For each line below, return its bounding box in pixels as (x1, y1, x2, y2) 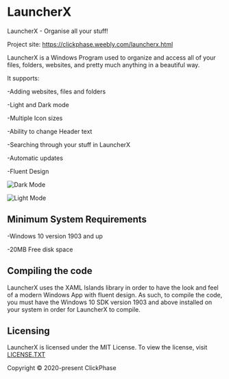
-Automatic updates (7, 154, 64, 162)
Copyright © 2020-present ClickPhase (7, 364, 117, 372)
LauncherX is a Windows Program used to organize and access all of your (7, 53, 216, 62)
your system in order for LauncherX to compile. (7, 305, 141, 313)
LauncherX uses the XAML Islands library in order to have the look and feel (7, 283, 219, 292)
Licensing (7, 325, 50, 336)
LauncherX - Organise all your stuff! (7, 27, 108, 35)
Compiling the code (7, 265, 93, 277)
